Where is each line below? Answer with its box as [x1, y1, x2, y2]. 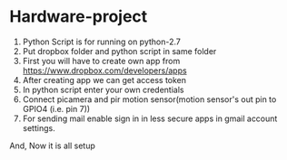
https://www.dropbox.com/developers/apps [22, 65, 188, 76]
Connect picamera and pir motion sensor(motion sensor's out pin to [22, 93, 277, 105]
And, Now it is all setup [9, 140, 95, 151]
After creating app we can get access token [22, 74, 187, 85]
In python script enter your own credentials [22, 84, 184, 95]
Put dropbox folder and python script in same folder [22, 45, 217, 56]
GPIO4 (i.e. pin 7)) [22, 103, 91, 114]
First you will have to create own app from [22, 55, 181, 66]
